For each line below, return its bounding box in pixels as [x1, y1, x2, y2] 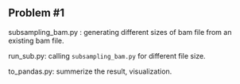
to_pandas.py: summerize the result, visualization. [8, 67, 172, 76]
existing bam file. [8, 36, 64, 45]
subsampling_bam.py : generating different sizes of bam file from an [8, 27, 232, 36]
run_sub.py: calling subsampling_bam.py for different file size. [8, 51, 206, 60]
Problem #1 [8, 6, 65, 20]
